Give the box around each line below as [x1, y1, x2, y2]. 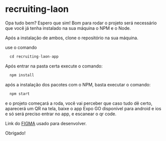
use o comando [5, 44, 37, 50]
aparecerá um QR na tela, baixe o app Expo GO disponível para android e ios [5, 105, 162, 111]
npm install [9, 72, 35, 77]
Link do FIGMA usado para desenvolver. [5, 120, 87, 126]
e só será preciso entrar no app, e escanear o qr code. [5, 111, 116, 117]
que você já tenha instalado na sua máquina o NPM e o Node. [5, 25, 131, 31]
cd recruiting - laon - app [9, 54, 58, 59]
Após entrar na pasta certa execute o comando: [5, 63, 103, 69]
